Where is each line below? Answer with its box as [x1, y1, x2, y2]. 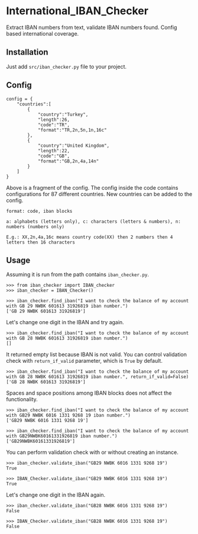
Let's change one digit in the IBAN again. [6, 491, 106, 498]
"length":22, [37, 148, 70, 154]
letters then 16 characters [6, 239, 76, 245]
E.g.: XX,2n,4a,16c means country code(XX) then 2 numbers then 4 [6, 234, 173, 240]
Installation [6, 47, 48, 57]
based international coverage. [6, 30, 79, 37]
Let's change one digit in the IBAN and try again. [6, 319, 124, 326]
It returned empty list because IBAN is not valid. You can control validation [6, 351, 187, 358]
